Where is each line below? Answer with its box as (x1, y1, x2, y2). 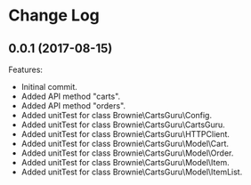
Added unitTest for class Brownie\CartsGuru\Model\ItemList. (20, 166, 243, 177)
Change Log (8, 5, 100, 26)
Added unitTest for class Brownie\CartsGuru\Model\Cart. (20, 139, 229, 149)
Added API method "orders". (20, 101, 126, 111)
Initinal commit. (20, 82, 77, 92)
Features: (8, 64, 44, 75)
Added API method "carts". (20, 91, 121, 101)
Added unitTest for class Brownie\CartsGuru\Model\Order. (20, 148, 234, 158)
